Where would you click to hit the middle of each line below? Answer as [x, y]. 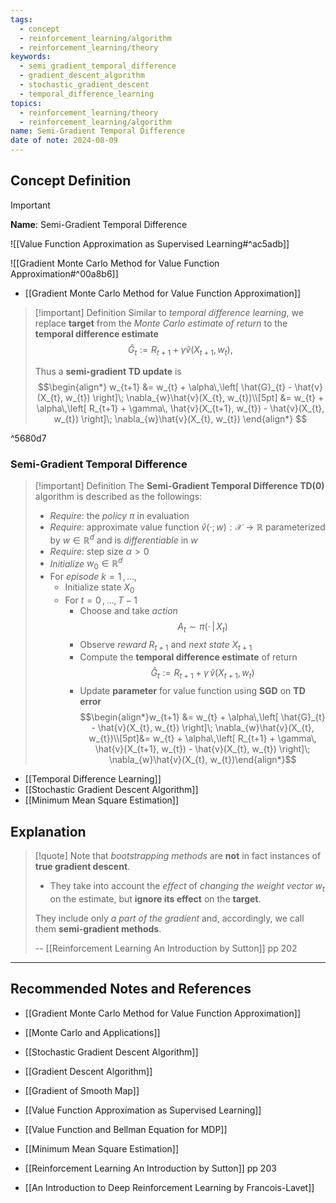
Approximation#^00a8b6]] [64, 273]
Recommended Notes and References [131, 989]
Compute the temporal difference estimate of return [188, 657]
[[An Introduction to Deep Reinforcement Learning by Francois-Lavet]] [169, 1187]
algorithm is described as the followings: [118, 496]
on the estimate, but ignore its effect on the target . [155, 898]
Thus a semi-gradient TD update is [108, 371]
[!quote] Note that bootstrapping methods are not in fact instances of [178, 856]
